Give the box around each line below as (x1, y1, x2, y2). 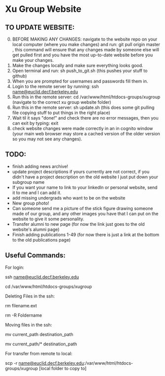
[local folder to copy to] (39, 365, 87, 371)
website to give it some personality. (12, 216, 85, 222)
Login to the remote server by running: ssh (12, 84, 99, 89)
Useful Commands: (5, 251, 66, 260)
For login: (5, 264, 25, 270)
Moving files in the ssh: (5, 322, 52, 328)
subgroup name (12, 179, 45, 185)
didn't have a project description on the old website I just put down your (12, 174, 159, 180)
